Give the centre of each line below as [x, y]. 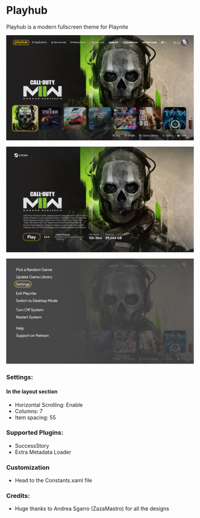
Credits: [18, 496]
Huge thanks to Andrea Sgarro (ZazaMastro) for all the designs [92, 508]
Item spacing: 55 [35, 417]
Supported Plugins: [35, 433]
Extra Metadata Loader [43, 452]
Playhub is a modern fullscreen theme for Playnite [67, 27]
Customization [28, 467]
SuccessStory [32, 445]
